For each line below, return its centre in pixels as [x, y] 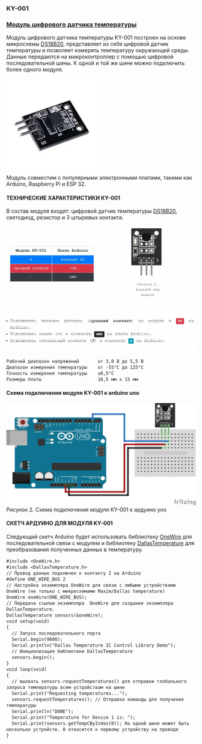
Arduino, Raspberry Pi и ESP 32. [46, 184]
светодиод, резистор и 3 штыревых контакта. [65, 218]
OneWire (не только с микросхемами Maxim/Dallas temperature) [86, 591]
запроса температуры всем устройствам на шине [66, 688]
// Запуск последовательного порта [56, 633]
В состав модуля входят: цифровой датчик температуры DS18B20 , [92, 211]
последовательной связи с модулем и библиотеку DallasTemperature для [100, 543]
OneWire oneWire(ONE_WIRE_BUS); [47, 597]
